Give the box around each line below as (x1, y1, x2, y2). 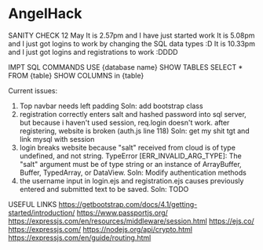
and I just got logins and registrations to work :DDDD (8, 47, 178, 56)
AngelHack (8, 5, 82, 23)
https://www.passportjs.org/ (76, 208, 169, 217)
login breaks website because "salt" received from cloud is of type (19, 143, 236, 152)
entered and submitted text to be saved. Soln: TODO (19, 184, 189, 194)
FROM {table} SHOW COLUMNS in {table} (8, 71, 144, 80)
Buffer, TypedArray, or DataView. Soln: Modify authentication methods (19, 168, 247, 177)
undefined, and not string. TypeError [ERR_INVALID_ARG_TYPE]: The (19, 150, 242, 161)
